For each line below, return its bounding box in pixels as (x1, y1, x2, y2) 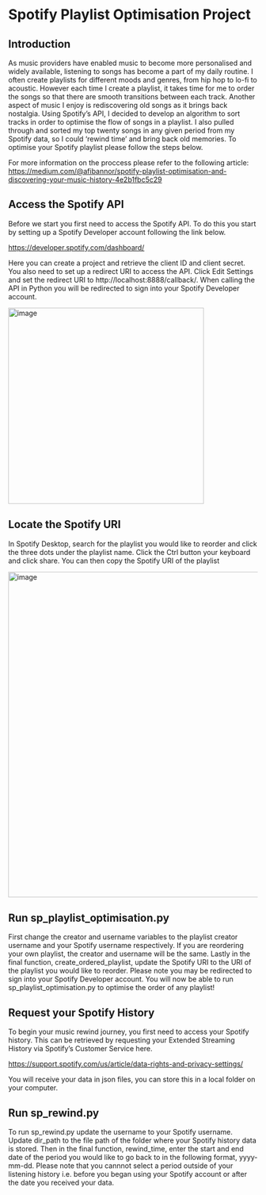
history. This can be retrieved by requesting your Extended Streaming (8, 1035, 235, 1045)
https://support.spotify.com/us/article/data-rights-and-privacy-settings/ (8, 1059, 244, 1069)
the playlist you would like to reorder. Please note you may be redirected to (8, 966, 253, 976)
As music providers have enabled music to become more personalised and (8, 58, 252, 67)
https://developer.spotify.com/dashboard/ (8, 242, 145, 252)
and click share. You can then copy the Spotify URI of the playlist (8, 556, 220, 565)
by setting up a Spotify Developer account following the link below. (8, 227, 226, 237)
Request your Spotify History (8, 1006, 155, 1020)
